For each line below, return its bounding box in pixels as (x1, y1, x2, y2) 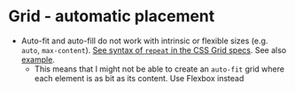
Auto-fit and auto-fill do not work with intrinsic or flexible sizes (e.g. (20, 35, 268, 46)
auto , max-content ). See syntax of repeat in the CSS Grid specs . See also (20, 44, 287, 55)
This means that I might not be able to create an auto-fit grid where (34, 64, 285, 74)
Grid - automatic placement (8, 6, 215, 27)
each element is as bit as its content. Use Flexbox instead (34, 72, 245, 83)
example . (20, 54, 55, 64)
